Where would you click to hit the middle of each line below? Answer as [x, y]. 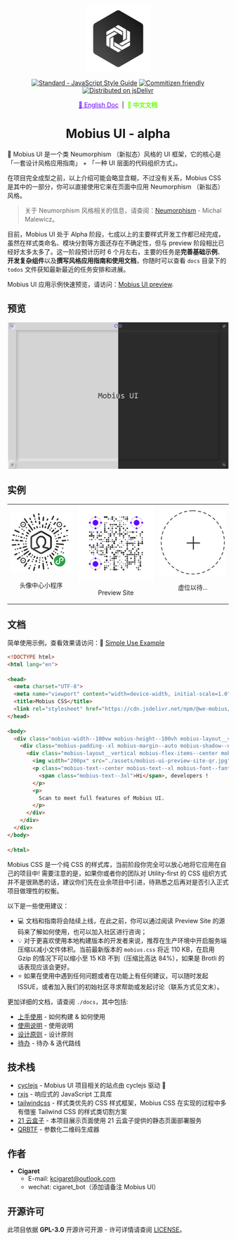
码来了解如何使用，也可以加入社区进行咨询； [82, 932]
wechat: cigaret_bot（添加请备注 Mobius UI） [94, 1187]
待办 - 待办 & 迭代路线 [49, 1043]
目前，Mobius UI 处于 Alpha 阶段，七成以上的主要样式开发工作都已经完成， [116, 234]
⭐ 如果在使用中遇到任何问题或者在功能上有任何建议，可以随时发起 [113, 975]
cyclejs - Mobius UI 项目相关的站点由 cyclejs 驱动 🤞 [92, 1085]
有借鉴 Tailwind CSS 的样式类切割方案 [72, 1112]
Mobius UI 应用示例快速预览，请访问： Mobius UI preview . [91, 284]
